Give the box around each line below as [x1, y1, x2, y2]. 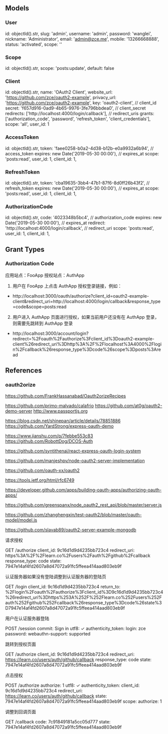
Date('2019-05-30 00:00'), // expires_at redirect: [5, 220, 106, 226]
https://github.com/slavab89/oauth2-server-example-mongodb [5, 526, 136, 532]
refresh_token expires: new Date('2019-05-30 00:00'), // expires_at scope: [5, 185, 159, 191]
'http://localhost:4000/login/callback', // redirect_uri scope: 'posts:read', [5, 225, 154, 231]
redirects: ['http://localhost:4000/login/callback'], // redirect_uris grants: [5, 111, 154, 117]
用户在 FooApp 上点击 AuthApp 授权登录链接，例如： [12, 283, 122, 289]
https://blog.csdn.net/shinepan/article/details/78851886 [5, 417, 121, 424]
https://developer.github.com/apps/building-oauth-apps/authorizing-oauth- [5, 487, 162, 493]
